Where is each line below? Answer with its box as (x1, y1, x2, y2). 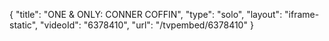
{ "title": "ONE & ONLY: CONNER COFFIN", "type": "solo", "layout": (9, 9, 283, 20)
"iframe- (284, 9, 320, 20)
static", (9, 19, 39, 31)
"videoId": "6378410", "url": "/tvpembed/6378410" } (40, 19, 254, 31)
